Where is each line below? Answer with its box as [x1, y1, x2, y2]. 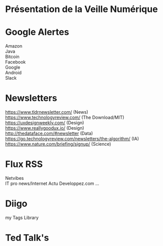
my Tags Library [5, 214, 39, 220]
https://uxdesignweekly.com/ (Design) [5, 120, 84, 126]
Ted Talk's [5, 232, 49, 243]
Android [5, 70, 22, 76]
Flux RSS [5, 159, 43, 170]
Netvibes [5, 175, 24, 181]
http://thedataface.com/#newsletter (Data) [5, 130, 93, 136]
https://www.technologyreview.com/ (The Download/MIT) [5, 114, 124, 121]
